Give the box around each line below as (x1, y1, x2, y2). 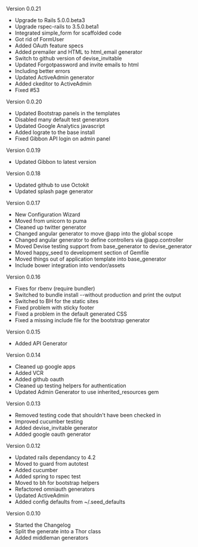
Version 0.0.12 (6, 442, 41, 449)
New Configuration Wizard (14, 211, 81, 218)
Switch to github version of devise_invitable (14, 55, 122, 62)
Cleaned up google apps (14, 363, 76, 370)
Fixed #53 (14, 87, 40, 93)
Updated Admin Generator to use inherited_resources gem (14, 389, 159, 395)
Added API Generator (14, 340, 67, 347)
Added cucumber (14, 466, 58, 473)
